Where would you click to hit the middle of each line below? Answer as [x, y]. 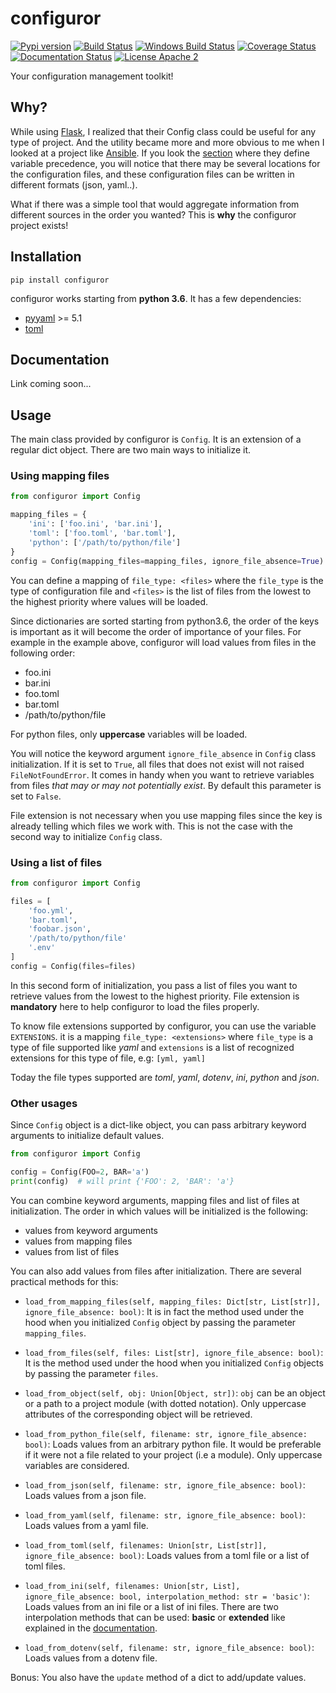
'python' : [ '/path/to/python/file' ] [105, 542]
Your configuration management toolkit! [92, 76]
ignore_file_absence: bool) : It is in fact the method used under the [164, 1311]
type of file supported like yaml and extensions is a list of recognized [152, 1047]
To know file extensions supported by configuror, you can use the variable [163, 1026]
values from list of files [72, 1251]
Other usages [44, 1103]
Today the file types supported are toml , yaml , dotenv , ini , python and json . [165, 1077]
